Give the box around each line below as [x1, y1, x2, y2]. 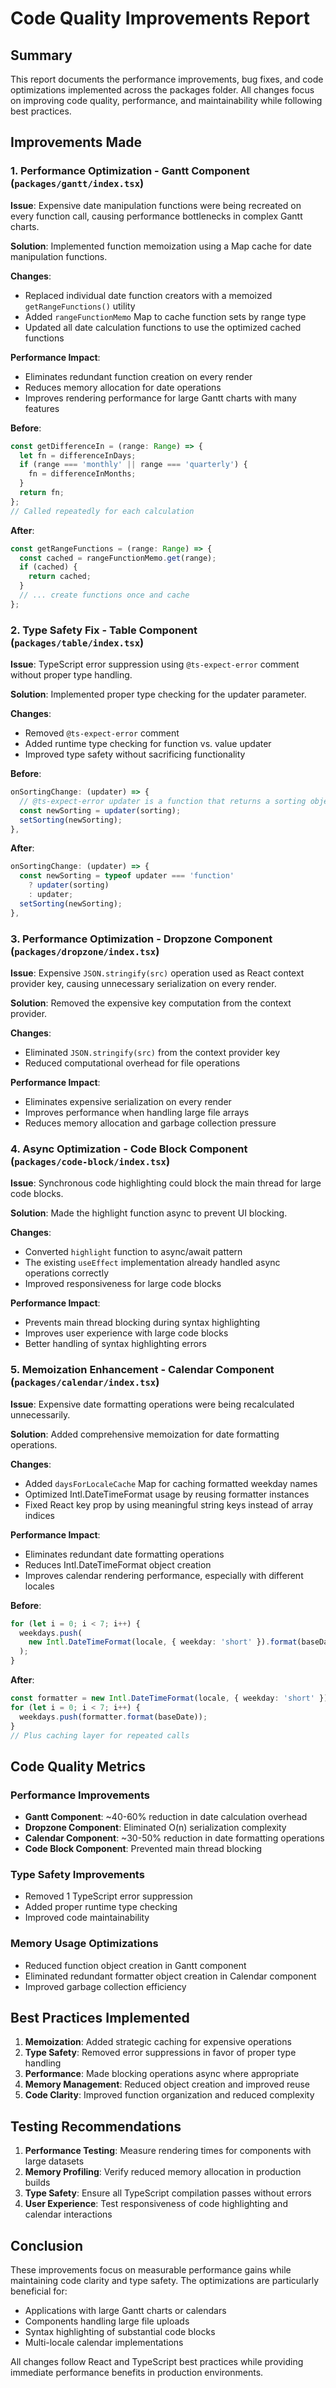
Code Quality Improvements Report [10, 7, 311, 30]
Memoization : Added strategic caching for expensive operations [24, 2036, 292, 2048]
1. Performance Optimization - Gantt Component [10, 164, 250, 178]
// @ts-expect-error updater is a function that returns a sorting [19, 796, 307, 806]
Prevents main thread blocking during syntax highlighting [24, 1317, 261, 1329]
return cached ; [28, 572, 92, 582]
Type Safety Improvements [10, 1867, 145, 1881]
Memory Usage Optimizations [10, 1937, 159, 1951]
